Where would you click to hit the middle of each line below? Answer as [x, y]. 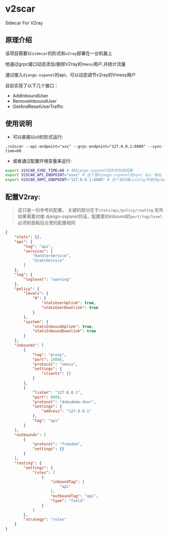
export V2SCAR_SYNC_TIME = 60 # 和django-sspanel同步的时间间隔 [69, 170]
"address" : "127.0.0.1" [67, 411]
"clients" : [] [56, 374]
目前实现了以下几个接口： [32, 85]
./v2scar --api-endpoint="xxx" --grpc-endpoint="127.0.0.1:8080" [75, 146]
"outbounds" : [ [30, 435]
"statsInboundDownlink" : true [64, 331]
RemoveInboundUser [35, 101]
